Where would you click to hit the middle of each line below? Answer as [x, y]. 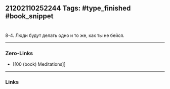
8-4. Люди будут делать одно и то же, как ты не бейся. [65, 35]
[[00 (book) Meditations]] [39, 64]
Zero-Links [19, 53]
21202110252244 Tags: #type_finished [68, 8]
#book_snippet [30, 16]
